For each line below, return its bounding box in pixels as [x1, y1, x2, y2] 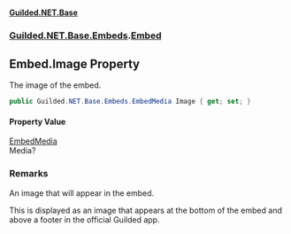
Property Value [9, 116, 66, 127]
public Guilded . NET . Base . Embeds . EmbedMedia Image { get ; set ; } [9, 97, 251, 106]
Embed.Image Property [9, 56, 140, 71]
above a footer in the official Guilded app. [9, 214, 160, 225]
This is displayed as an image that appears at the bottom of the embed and [9, 205, 283, 215]
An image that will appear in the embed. [9, 187, 155, 199]
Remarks [9, 168, 49, 180]
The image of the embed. [9, 80, 102, 90]
